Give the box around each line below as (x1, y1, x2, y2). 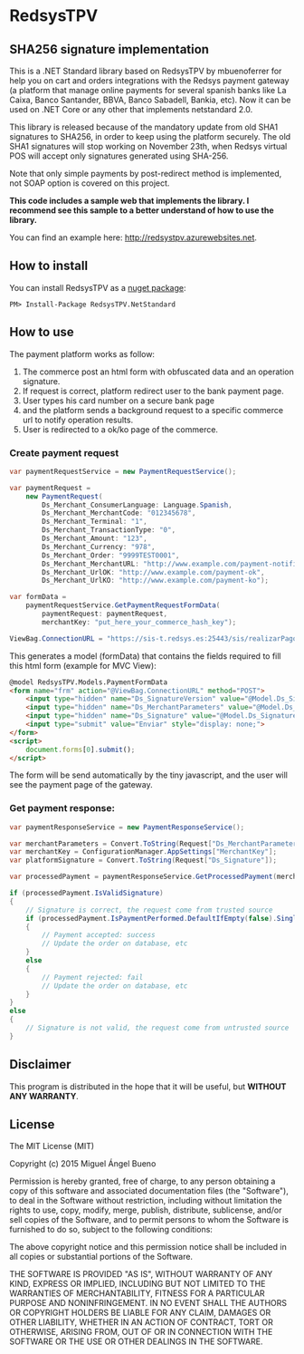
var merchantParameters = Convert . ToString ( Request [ (9, 839, 213, 848)
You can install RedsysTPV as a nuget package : (9, 282, 186, 293)
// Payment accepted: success (42, 931, 156, 940)
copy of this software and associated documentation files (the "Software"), (9, 1185, 290, 1196)
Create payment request (9, 446, 119, 459)
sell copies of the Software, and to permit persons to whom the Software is (9, 1214, 290, 1225)
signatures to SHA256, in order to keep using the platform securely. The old (9, 131, 291, 141)
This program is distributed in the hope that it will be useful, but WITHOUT (9, 1080, 287, 1092)
